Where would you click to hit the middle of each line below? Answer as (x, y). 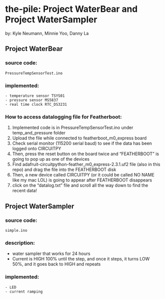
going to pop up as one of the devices (51, 159)
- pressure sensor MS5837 (32, 100)
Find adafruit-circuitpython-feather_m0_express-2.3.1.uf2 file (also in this (86, 165)
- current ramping (24, 292)
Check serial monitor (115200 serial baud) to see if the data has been (82, 143)
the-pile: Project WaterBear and (71, 9)
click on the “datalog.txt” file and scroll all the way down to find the (80, 185)
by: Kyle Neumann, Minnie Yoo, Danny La (47, 33)
